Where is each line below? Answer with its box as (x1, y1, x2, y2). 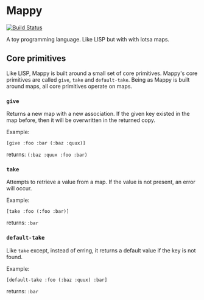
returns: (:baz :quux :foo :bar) (6, 151, 88, 159)
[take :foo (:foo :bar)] (6, 209, 69, 215)
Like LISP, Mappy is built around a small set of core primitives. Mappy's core (6, 70, 198, 77)
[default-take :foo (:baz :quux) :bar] (6, 277, 108, 283)
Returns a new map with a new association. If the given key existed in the (6, 110, 190, 118)
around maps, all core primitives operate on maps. (6, 82, 133, 90)
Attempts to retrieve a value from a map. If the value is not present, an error (6, 178, 196, 186)
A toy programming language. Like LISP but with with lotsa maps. (6, 35, 169, 43)
